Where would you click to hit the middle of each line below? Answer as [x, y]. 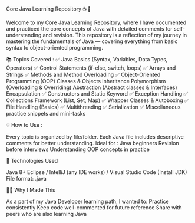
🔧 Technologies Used [32, 161]
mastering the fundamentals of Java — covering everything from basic [92, 41]
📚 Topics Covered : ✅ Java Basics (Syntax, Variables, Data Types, [87, 59]
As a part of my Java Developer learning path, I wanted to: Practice [87, 201]
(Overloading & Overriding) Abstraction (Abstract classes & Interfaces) [92, 87]
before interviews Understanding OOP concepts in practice [78, 149]
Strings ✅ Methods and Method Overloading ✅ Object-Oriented [83, 74]
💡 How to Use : [24, 125]
